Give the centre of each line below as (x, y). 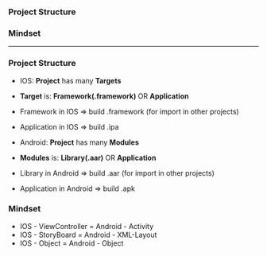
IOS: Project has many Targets (70, 80)
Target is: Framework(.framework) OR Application (104, 96)
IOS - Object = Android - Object (72, 243)
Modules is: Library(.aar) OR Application (88, 157)
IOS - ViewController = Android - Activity (87, 226)
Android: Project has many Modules (79, 142)
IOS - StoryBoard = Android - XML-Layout (88, 235)
